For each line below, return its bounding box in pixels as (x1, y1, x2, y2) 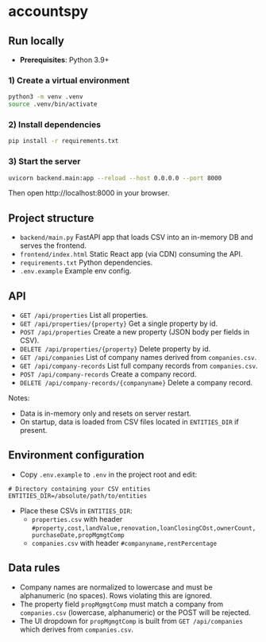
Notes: (8, 393, 30, 403)
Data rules (8, 561, 60, 574)
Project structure (8, 211, 94, 225)
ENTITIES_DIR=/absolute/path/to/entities (8, 492, 148, 500)
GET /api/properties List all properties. (19, 311, 148, 320)
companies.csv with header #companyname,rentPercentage (31, 538, 217, 547)
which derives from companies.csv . (19, 625, 133, 634)
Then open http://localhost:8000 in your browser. (8, 188, 170, 198)
